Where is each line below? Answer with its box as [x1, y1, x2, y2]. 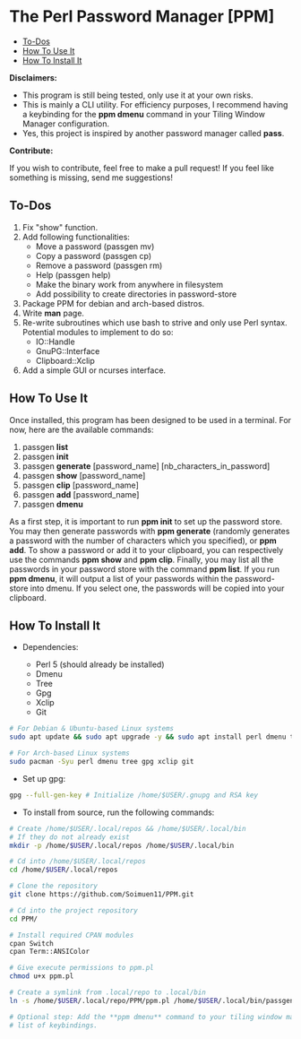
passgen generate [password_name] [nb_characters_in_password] [21, 460, 271, 472]
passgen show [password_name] [21, 470, 146, 481]
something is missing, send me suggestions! [9, 172, 173, 183]
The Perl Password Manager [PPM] [9, 6, 275, 27]
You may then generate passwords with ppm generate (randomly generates [9, 525, 290, 536]
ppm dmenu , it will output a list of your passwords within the [9, 573, 233, 584]
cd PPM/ [9, 914, 39, 923]
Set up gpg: [21, 773, 66, 784]
